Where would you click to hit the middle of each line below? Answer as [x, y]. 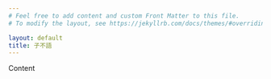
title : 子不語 [30, 45]
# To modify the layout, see [57, 23]
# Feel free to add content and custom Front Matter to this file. [124, 16]
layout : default [35, 38]
